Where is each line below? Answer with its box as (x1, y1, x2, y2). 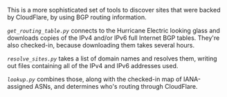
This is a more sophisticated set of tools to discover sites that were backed (7, 6, 221, 14)
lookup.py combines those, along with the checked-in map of (7, 75, 182, 83)
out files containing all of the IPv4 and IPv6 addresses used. (7, 62, 179, 69)
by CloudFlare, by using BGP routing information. (7, 13, 147, 21)
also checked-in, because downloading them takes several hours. (7, 41, 195, 49)
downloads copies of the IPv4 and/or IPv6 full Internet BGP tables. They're (7, 34, 220, 42)
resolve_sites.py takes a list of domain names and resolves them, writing (7, 54, 217, 63)
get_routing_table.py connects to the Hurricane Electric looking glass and (7, 27, 220, 34)
